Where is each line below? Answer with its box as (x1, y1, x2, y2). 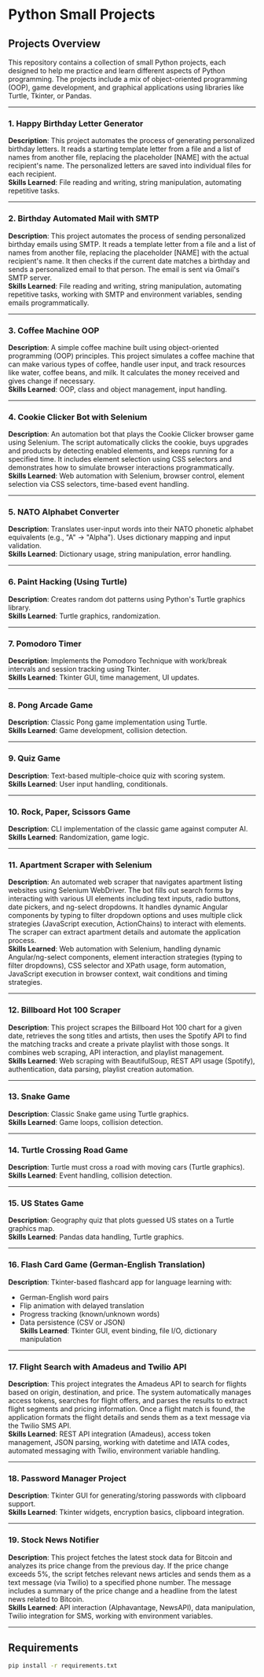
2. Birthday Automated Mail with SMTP (8, 213, 159, 224)
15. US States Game (8, 1198, 84, 1209)
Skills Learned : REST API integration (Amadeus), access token (8, 1429, 211, 1439)
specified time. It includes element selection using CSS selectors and (8, 455, 232, 464)
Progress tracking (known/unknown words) (19, 1309, 160, 1318)
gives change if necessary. (8, 376, 96, 385)
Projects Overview (8, 37, 101, 50)
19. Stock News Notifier (8, 1535, 100, 1546)
